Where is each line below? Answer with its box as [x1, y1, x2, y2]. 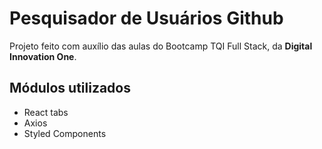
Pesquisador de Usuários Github [9, 7, 284, 30]
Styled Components [23, 127, 107, 139]
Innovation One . [9, 50, 77, 62]
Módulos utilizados [9, 80, 131, 97]
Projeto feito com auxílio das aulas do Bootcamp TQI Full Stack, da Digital [9, 40, 313, 52]
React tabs [23, 106, 69, 118]
